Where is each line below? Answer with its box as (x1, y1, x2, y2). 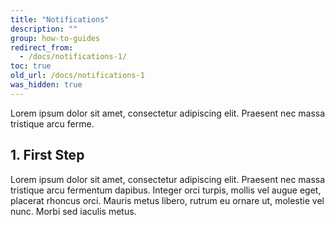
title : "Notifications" (10, 14, 110, 25)
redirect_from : (10, 42, 74, 53)
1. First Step (10, 147, 85, 164)
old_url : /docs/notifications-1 (10, 71, 145, 81)
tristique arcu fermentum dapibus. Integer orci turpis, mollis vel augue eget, (10, 184, 322, 196)
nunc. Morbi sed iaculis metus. (10, 205, 137, 217)
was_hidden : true (10, 80, 83, 90)
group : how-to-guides (10, 33, 101, 43)
